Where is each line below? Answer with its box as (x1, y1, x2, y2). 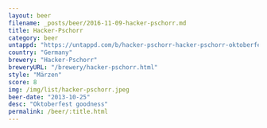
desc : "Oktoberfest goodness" (8, 100, 109, 108)
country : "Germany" (8, 48, 73, 56)
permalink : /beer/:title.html (8, 108, 109, 116)
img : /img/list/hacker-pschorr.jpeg (8, 85, 130, 94)
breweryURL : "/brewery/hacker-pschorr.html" (8, 64, 158, 72)
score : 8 (8, 78, 37, 86)
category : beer (8, 33, 59, 42)
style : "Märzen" (8, 71, 62, 79)
